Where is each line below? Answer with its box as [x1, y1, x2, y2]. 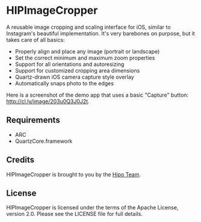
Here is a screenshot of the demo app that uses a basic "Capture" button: [6, 91, 189, 98]
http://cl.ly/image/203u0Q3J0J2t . [6, 97, 90, 105]
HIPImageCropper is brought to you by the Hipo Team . [6, 170, 141, 178]
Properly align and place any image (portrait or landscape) [14, 47, 160, 55]
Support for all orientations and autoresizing [14, 61, 125, 68]
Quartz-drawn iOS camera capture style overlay [14, 73, 134, 80]
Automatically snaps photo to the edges [14, 79, 114, 87]
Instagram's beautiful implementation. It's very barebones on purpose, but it [6, 29, 196, 37]
